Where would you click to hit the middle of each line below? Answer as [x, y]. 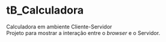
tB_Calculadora [45, 10]
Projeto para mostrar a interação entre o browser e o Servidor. [83, 33]
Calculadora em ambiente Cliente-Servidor [59, 27]
